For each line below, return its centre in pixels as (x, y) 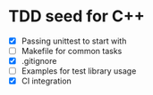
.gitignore (39, 61)
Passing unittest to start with (74, 41)
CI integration (47, 81)
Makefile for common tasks (72, 51)
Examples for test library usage (79, 71)
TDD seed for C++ (76, 16)
